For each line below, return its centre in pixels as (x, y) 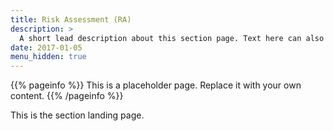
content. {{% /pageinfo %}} (67, 96)
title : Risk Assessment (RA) (71, 19)
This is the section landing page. (77, 115)
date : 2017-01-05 (46, 47)
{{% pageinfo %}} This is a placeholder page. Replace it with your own (156, 85)
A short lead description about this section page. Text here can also (172, 38)
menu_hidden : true (48, 57)
